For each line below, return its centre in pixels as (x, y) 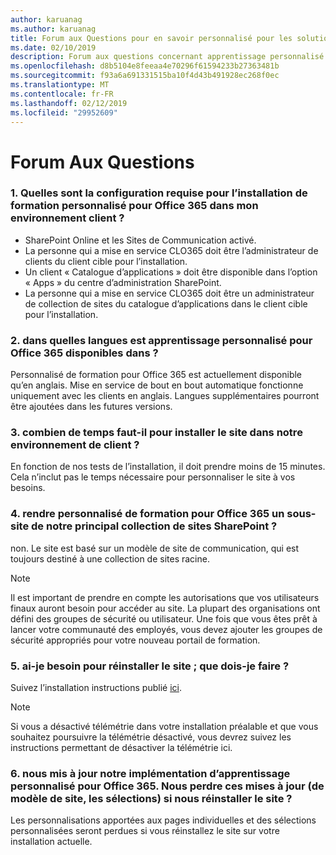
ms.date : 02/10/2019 (53, 47)
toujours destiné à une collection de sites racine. (110, 558)
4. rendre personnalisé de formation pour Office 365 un (147, 514)
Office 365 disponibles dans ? (84, 353)
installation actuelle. (51, 842)
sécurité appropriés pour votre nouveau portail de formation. (135, 640)
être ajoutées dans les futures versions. (91, 407)
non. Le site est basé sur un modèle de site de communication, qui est (155, 548)
